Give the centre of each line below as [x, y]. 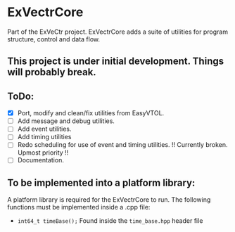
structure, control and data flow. [54, 39]
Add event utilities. [44, 129]
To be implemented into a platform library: [101, 182]
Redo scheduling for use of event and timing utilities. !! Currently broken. [122, 145]
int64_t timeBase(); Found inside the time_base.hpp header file [110, 221]
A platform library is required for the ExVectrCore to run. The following [109, 200]
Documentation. [41, 160]
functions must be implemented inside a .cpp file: [79, 207]
